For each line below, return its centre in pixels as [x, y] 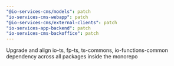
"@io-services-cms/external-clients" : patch [62, 22]
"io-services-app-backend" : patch [49, 28]
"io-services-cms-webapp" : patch [47, 17]
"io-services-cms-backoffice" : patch [52, 34]
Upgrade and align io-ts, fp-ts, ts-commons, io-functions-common [87, 50]
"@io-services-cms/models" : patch [49, 11]
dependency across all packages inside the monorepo [72, 57]
